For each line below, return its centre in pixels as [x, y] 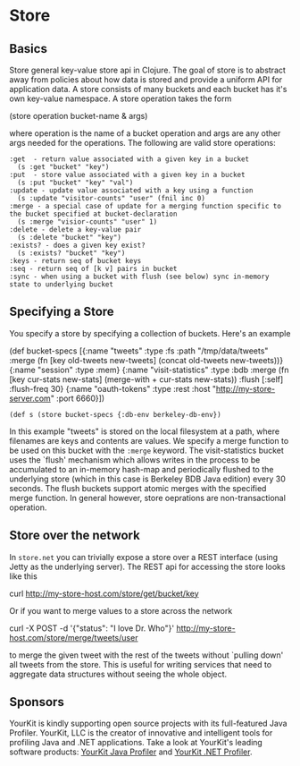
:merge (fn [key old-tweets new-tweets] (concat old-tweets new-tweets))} [146, 360]
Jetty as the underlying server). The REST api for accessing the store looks [147, 566]
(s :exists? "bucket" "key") [71, 253]
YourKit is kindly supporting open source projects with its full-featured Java [148, 723]
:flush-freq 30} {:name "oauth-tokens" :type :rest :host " [113, 388]
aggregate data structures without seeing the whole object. [118, 674]
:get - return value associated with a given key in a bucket [129, 159]
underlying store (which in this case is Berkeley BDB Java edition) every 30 [147, 479]
